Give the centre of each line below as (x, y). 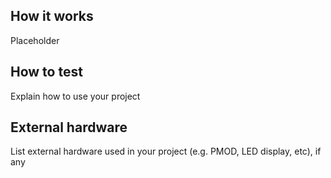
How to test (46, 72)
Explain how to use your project (75, 96)
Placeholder (35, 40)
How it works (52, 16)
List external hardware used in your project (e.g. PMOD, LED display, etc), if (166, 151)
